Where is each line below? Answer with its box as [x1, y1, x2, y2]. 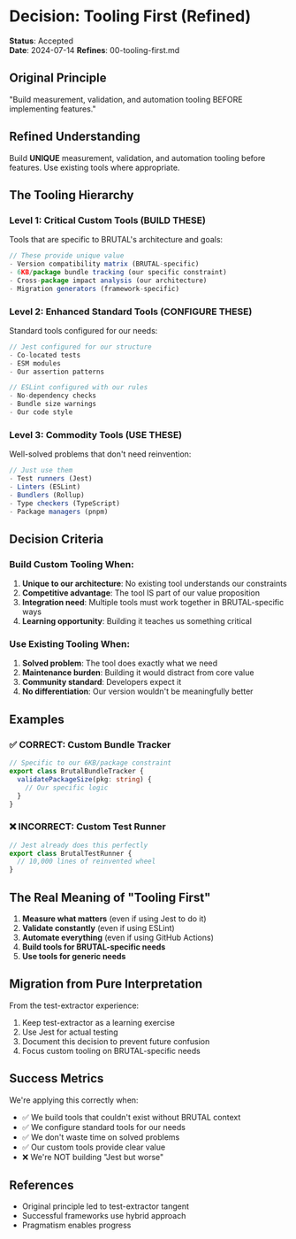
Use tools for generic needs [21, 951, 126, 961]
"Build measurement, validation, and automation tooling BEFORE [9, 94, 243, 104]
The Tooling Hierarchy [9, 188, 134, 203]
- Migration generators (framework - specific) [9, 284, 179, 293]
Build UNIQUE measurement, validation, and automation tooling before [9, 152, 266, 163]
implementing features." [9, 104, 97, 114]
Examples [9, 712, 65, 727]
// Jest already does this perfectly [9, 841, 148, 850]
